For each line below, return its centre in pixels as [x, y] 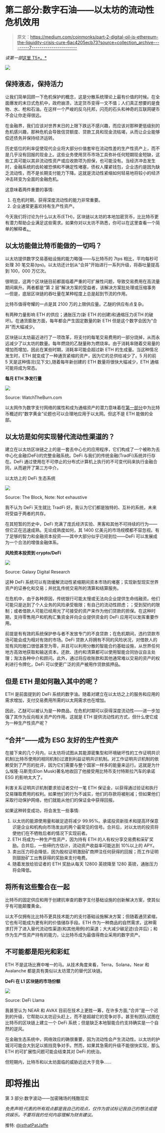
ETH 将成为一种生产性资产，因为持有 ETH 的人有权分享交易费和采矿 [81, 839]
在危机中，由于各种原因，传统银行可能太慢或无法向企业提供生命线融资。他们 [82, 599]
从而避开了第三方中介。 [37, 468]
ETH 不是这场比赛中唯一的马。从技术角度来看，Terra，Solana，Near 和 [77, 964]
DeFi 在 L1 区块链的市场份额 [33, 981]
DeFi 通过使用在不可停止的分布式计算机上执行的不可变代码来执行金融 [83, 462]
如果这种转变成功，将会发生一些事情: [42, 810]
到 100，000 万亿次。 [27, 271]
